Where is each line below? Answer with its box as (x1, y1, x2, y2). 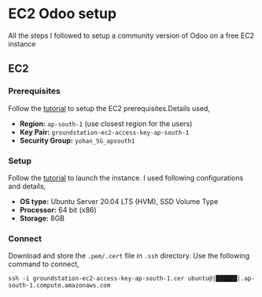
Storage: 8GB (19, 213, 65, 223)
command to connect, (8, 259, 80, 269)
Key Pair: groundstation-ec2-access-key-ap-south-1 (19, 127, 190, 136)
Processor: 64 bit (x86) (19, 205, 97, 214)
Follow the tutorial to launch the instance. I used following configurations (8, 173, 244, 182)
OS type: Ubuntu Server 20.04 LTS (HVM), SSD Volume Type (19, 196, 219, 206)
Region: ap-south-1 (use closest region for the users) (19, 119, 193, 128)
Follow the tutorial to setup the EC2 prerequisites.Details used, (8, 103, 211, 113)
